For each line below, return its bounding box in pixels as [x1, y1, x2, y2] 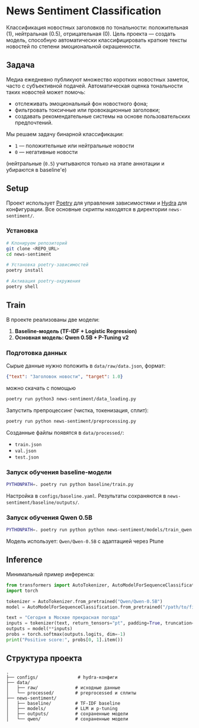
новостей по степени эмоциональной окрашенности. [6, 43, 142, 50]
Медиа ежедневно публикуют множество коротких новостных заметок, [6, 76, 190, 83]
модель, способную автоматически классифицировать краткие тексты [6, 36, 187, 43]
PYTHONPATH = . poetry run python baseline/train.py [6, 482, 134, 488]
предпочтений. [14, 119, 53, 126]
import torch [6, 588, 38, 594]
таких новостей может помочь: [6, 88, 86, 96]
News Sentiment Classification [6, 4, 162, 18]
